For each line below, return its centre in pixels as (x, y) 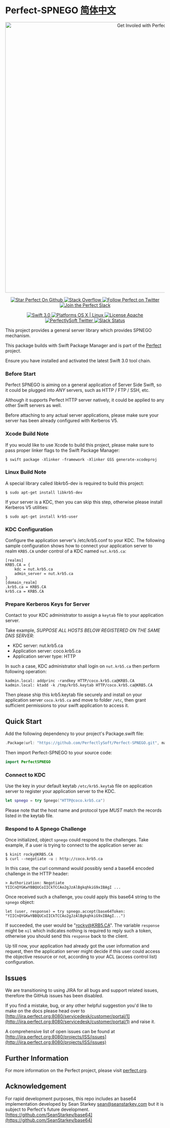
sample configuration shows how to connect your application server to (79, 546)
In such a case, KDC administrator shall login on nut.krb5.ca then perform (82, 666)
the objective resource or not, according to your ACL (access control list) (81, 957)
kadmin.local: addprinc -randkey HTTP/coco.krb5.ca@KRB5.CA (70, 681)
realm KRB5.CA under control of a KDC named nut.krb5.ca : (66, 551)
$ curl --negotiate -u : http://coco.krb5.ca (54, 859)
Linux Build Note (26, 472)
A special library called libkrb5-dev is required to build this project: (75, 483)
